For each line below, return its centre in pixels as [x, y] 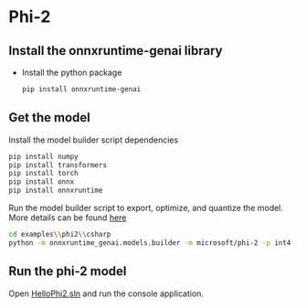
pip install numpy [43, 156]
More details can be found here [68, 218]
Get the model [49, 117]
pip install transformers [58, 165]
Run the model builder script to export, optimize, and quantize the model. [146, 208]
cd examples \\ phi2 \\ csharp [60, 235]
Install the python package [72, 72]
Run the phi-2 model [68, 271]
